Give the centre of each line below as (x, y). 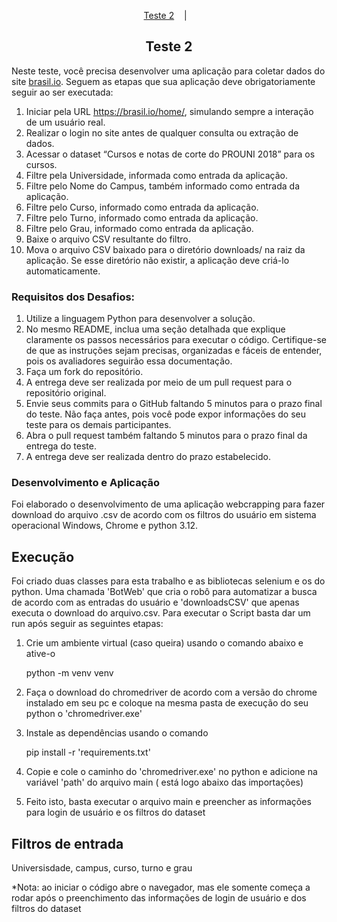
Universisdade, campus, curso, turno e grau (102, 868)
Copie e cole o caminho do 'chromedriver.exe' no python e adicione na (171, 772)
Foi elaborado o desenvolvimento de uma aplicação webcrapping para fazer (168, 504)
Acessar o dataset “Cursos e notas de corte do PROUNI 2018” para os (170, 154)
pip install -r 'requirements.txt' (88, 752)
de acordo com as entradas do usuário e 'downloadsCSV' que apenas (155, 602)
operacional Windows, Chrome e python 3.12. (105, 526)
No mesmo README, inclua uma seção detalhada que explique (155, 329)
